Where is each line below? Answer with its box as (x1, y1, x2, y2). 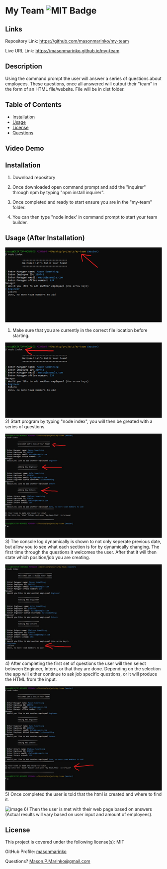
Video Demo (5, 144, 44, 153)
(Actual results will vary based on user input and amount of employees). (5, 811, 153, 817)
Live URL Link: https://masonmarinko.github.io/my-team (5, 48, 120, 53)
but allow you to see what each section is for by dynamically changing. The (5, 544, 160, 550)
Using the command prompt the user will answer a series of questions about (5, 75, 162, 81)
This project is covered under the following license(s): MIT (5, 839, 125, 845)
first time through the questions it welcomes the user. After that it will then (5, 549, 157, 555)
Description (5, 62, 42, 71)
